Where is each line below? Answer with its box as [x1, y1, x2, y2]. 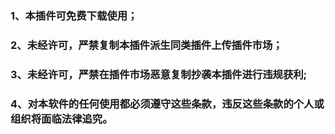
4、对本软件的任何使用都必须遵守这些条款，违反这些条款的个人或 [10, 97, 325, 111]
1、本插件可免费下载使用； [10, 8, 138, 22]
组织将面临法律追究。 [10, 112, 113, 126]
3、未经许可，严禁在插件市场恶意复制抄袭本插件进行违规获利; [10, 67, 308, 81]
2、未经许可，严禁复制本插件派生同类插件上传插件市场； [10, 38, 283, 52]
